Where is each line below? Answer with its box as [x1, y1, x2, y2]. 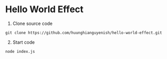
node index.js [5, 49, 36, 54]
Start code [12, 39, 35, 45]
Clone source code [12, 20, 53, 26]
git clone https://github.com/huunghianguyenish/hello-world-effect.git [5, 30, 162, 35]
